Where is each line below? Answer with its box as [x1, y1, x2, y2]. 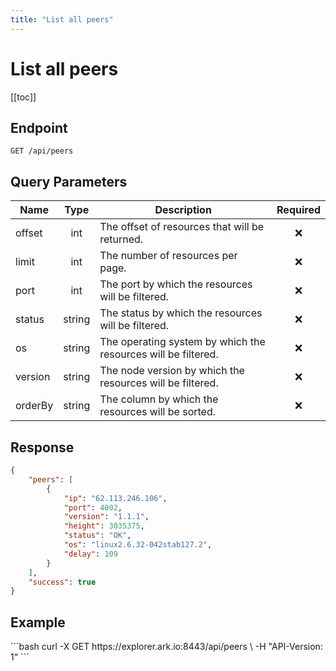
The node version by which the [99, 364, 245, 378]
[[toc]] [10, 91, 37, 103]
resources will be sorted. [99, 405, 217, 419]
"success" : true [28, 577, 97, 587]
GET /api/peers [10, 146, 74, 156]
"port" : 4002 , [63, 502, 123, 513]
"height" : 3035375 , [63, 521, 145, 531]
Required [276, 203, 321, 217]
